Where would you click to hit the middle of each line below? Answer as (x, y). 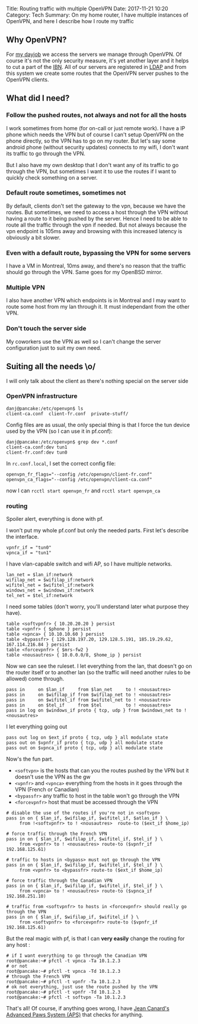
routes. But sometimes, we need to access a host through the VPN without (97, 212)
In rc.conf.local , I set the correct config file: (61, 463)
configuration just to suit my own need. (54, 348)
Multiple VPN (26, 288)
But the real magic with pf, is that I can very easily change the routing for (95, 938)
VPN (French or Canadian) (47, 790)
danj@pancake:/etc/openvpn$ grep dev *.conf (62, 442)
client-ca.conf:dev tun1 (37, 447)
